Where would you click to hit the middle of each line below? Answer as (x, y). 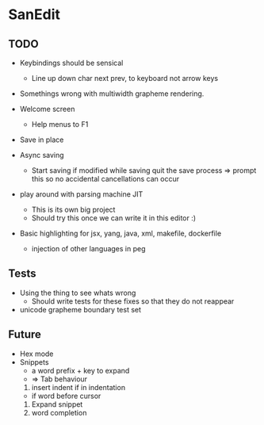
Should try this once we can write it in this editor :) (114, 218)
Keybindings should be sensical (71, 63)
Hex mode (36, 354)
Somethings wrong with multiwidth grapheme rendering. (112, 94)
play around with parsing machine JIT (81, 194)
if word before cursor (66, 396)
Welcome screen (47, 109)
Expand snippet (57, 404)
